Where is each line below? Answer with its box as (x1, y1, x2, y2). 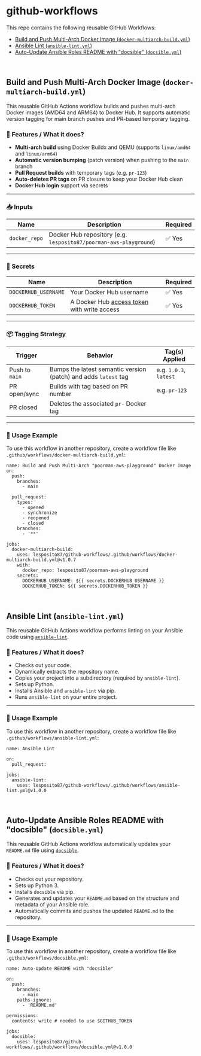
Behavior (87, 351, 114, 360)
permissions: (6, 1013, 39, 1019)
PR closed (9, 403, 38, 411)
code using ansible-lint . (6, 633, 69, 641)
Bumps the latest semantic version (49, 365, 147, 373)
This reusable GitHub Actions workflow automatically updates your (6, 841, 171, 848)
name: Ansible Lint (6, 745, 55, 751)
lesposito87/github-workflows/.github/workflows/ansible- (32, 782, 181, 788)
